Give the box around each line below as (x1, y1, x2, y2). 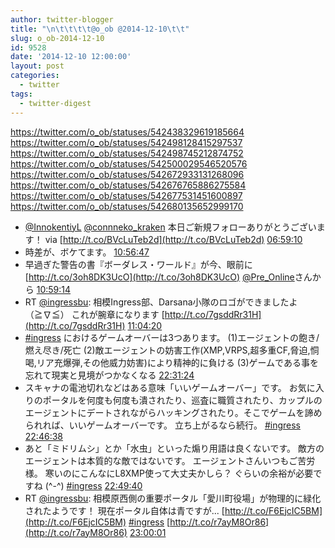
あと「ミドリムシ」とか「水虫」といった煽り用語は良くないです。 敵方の (24, 442, 325, 454)
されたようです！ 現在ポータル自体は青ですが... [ (24, 504, 225, 516)
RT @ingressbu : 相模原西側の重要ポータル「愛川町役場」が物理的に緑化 (24, 492, 322, 504)
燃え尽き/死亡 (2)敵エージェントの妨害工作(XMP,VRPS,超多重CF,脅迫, (24, 344, 311, 356)
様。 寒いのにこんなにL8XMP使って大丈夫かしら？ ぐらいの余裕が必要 (24, 467, 314, 479)
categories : (10, 71, 60, 81)
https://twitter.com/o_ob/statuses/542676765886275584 (10, 179, 247, 191)
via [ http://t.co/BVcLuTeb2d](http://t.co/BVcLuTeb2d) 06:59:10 (44, 233, 303, 245)
